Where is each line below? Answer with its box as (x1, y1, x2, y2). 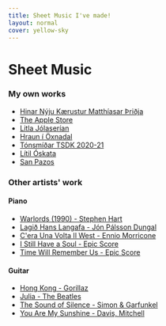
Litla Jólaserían (19, 123, 70, 133)
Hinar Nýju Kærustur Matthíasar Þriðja (19, 106, 144, 116)
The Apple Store (19, 115, 74, 124)
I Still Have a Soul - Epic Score (19, 239, 119, 248)
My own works (8, 89, 66, 100)
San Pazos (19, 157, 55, 166)
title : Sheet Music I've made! (8, 11, 111, 20)
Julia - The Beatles (19, 292, 81, 301)
